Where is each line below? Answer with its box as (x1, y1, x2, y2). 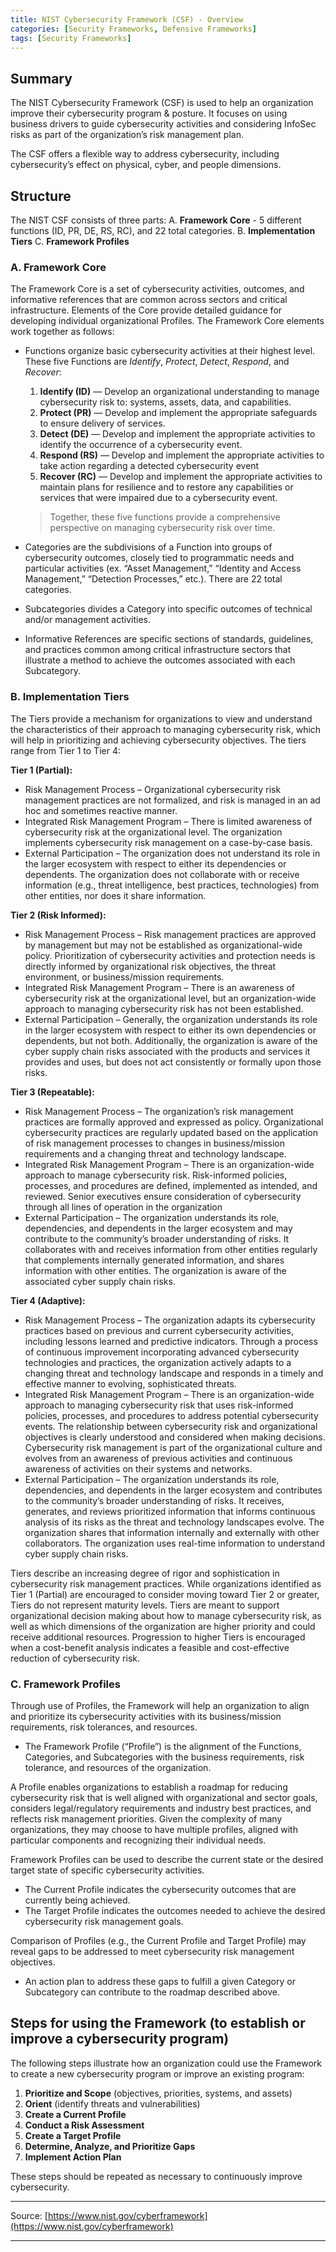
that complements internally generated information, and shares (24, 1254, 285, 1266)
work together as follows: (10, 326, 115, 338)
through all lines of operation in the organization (24, 1201, 223, 1213)
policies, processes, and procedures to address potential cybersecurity (24, 1409, 319, 1421)
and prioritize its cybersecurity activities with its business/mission (10, 1710, 282, 1722)
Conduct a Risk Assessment (24, 2119, 145, 2131)
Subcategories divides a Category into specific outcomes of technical (24, 603, 313, 615)
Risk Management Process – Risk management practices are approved (24, 928, 317, 940)
